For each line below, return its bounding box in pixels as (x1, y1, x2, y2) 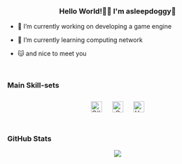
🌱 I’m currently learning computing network (17, 36, 143, 44)
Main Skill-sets (7, 81, 59, 90)
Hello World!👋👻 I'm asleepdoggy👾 (59, 6, 176, 16)
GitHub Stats (7, 133, 52, 143)
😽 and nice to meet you (17, 49, 87, 58)
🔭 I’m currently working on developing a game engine (17, 22, 172, 31)
